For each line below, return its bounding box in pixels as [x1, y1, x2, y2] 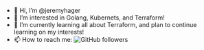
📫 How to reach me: [13, 36, 73, 43]
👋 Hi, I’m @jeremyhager [13, 7, 81, 14]
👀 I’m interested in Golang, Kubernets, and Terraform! [13, 14, 165, 22]
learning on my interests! [13, 28, 84, 36]
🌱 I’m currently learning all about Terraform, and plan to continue [13, 21, 197, 28]
